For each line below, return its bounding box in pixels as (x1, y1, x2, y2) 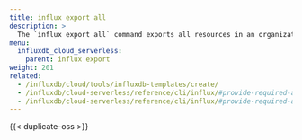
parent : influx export (25, 55, 111, 64)
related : (9, 72, 42, 81)
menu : (9, 38, 30, 48)
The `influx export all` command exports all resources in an (17, 30, 255, 39)
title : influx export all (9, 13, 106, 22)
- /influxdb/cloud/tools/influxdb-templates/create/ (17, 80, 219, 89)
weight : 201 (9, 64, 54, 73)
